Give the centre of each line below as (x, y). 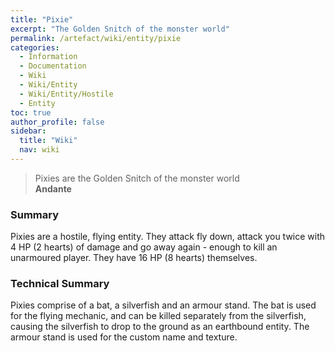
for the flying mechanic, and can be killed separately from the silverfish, (158, 316)
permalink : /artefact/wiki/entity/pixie (96, 38)
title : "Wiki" (48, 141)
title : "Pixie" (42, 19)
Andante (53, 188)
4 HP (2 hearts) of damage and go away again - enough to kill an (144, 247)
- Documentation (53, 66)
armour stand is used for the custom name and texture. (124, 337)
